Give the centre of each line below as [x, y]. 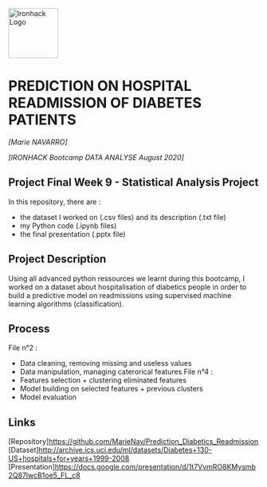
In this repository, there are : [55, 202]
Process [29, 329]
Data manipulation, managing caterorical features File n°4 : [116, 372]
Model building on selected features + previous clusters [111, 389]
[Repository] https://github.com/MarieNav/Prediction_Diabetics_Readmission [133, 442]
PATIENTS [43, 120]
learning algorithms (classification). [66, 304]
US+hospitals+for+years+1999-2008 [69, 458]
